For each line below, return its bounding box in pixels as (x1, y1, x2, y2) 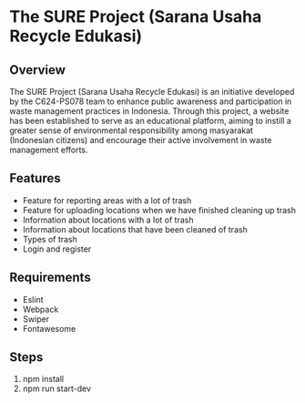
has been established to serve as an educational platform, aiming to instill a (9, 116, 291, 126)
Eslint (22, 294, 44, 305)
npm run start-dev (22, 383, 92, 394)
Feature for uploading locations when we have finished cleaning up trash (22, 204, 296, 215)
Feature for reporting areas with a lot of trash (22, 194, 192, 206)
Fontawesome (22, 323, 76, 334)
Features (9, 170, 61, 186)
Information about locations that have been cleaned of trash (22, 223, 248, 234)
